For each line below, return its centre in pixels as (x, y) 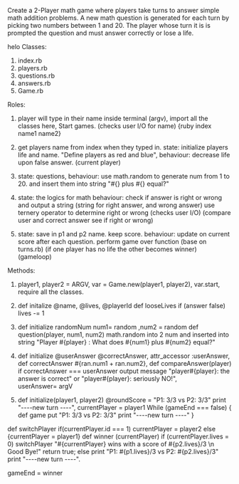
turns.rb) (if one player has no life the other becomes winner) (107, 249)
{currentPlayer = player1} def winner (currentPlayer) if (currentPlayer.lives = (118, 436)
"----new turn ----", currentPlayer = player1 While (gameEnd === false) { (124, 407)
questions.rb (36, 75)
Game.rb (31, 91)
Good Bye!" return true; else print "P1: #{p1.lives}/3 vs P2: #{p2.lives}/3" (113, 452)
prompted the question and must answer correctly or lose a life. (101, 33)
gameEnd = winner (35, 473)
